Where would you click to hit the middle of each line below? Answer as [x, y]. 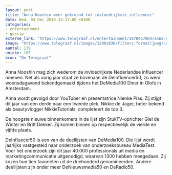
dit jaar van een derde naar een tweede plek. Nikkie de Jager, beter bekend [85, 104]
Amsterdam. [18, 89]
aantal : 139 [18, 48]
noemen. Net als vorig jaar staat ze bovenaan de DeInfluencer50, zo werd [83, 78]
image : [12, 43]
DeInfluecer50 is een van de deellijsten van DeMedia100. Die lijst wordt [80, 140]
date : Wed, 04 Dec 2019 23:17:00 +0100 [48, 19]
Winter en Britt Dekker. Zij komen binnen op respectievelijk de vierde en [81, 125]
